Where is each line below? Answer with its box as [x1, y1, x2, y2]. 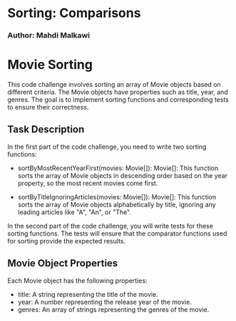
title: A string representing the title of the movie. [17, 290, 158, 298]
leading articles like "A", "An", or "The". [17, 208, 132, 216]
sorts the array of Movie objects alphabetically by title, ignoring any [17, 200, 216, 209]
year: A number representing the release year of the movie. [17, 298, 193, 306]
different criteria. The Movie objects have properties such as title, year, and [7, 88, 228, 97]
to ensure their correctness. [7, 103, 89, 112]
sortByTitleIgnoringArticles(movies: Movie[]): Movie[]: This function [17, 192, 217, 201]
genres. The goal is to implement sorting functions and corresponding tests [7, 95, 230, 104]
